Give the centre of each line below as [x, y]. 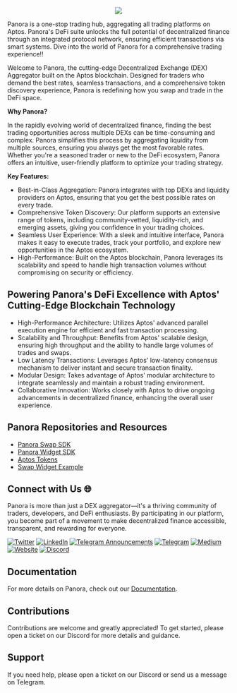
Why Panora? [28, 112]
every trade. [35, 205]
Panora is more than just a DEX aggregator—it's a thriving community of [112, 506]
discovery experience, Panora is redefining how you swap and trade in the [115, 90]
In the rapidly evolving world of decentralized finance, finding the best [109, 125]
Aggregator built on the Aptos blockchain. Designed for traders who [106, 75]
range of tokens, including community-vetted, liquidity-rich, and [110, 220]
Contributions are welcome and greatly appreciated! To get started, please [116, 628]
